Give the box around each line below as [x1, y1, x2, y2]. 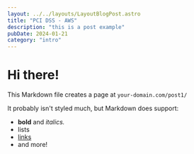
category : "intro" [7, 37, 62, 44]
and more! [17, 141, 48, 149]
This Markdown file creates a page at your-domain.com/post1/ [7, 90, 188, 99]
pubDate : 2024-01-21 [7, 30, 69, 37]
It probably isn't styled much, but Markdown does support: [7, 104, 179, 113]
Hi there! [7, 67, 59, 83]
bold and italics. [17, 118, 65, 126]
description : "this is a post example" [7, 23, 125, 30]
